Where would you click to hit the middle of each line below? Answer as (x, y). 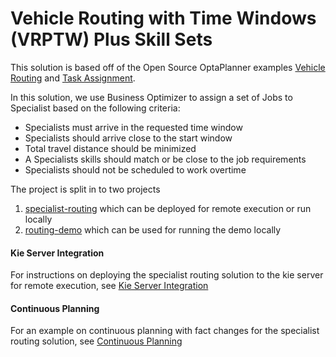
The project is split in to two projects (85, 189)
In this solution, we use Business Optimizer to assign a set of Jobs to (151, 97)
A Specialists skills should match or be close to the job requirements (165, 159)
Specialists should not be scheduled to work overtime (135, 169)
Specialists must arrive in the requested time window (133, 127)
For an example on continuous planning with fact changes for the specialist (165, 331)
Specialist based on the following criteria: (95, 108)
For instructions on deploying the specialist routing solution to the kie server (167, 275)
